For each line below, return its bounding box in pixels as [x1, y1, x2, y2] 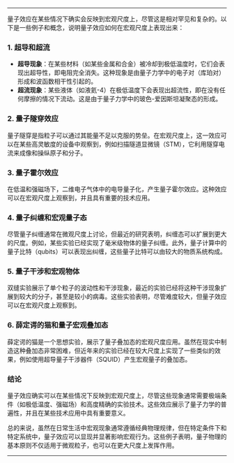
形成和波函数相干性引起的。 [17, 78, 97, 86]
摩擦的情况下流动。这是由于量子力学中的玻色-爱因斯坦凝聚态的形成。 [23, 95, 222, 103]
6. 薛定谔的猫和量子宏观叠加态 [7, 321, 109, 330]
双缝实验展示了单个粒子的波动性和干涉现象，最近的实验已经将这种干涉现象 [7, 284, 221, 292]
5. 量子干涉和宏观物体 [7, 267, 80, 277]
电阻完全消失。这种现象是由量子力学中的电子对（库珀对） [60, 68, 225, 77]
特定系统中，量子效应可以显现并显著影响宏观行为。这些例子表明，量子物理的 [7, 432, 227, 441]
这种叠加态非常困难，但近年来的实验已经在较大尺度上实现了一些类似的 [13, 346, 214, 355]
